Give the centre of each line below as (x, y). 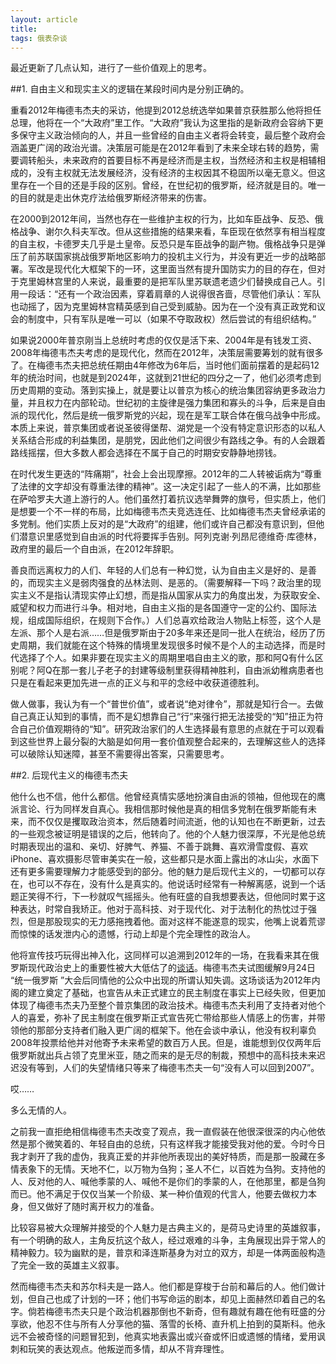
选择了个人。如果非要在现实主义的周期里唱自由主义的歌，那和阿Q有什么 (166, 658)
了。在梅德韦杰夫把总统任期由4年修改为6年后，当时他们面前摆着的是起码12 (165, 365)
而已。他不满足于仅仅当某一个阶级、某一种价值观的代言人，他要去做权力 (159, 1194)
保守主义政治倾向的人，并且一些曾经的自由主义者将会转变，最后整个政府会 (172, 135)
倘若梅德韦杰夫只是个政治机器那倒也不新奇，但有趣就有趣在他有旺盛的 (172, 1312)
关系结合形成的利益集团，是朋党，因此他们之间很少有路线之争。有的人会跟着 (168, 440)
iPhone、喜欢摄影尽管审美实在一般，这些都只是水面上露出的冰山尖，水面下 (165, 859)
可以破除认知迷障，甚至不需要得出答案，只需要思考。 (120, 754)
